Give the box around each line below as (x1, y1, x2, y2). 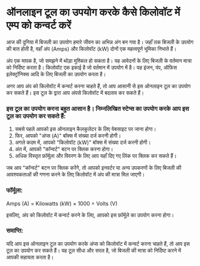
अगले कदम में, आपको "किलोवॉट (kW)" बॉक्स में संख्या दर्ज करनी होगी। (14, 139, 151, 146)
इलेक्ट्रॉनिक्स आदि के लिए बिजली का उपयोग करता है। (6, 70, 106, 78)
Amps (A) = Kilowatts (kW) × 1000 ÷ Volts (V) (6, 200, 118, 207)
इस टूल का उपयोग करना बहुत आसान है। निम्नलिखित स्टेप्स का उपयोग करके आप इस (6, 104, 189, 113)
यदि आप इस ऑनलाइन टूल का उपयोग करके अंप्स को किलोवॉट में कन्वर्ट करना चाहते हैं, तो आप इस (6, 240, 190, 247)
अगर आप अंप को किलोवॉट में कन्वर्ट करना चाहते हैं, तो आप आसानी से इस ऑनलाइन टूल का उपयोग (6, 82, 191, 89)
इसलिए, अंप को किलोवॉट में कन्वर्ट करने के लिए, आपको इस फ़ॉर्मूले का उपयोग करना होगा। (6, 211, 174, 218)
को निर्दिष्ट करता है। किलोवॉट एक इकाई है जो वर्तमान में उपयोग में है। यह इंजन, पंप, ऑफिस (6, 64, 177, 71)
